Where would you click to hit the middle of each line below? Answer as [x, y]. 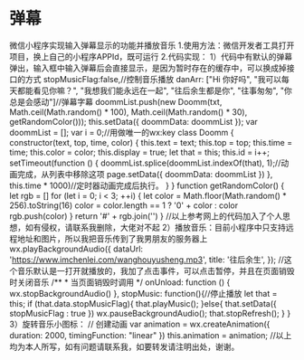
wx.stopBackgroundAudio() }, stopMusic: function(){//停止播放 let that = [143, 293]
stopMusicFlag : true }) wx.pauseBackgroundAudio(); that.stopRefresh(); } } [150, 313]
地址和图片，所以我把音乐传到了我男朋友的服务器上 [112, 238]
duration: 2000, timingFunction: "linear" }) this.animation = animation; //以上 [151, 335]
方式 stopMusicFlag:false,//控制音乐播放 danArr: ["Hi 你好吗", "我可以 [153, 79]
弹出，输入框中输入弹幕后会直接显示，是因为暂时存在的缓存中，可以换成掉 [148, 68]
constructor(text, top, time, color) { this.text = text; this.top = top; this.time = [151, 142]
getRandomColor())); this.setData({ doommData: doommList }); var [133, 121]
